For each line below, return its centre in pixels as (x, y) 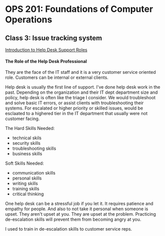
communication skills (34, 173)
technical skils (27, 138)
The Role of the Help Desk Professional (46, 61)
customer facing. (23, 119)
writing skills (25, 183)
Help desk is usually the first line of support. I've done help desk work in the (83, 87)
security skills (26, 143)
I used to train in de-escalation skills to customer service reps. (69, 229)
